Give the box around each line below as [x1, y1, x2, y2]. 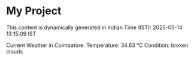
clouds [6, 48, 23, 55]
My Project [6, 4, 62, 18]
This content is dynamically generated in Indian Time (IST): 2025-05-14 [6, 24, 183, 31]
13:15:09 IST [6, 30, 37, 37]
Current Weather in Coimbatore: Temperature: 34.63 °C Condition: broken [6, 42, 189, 49]
